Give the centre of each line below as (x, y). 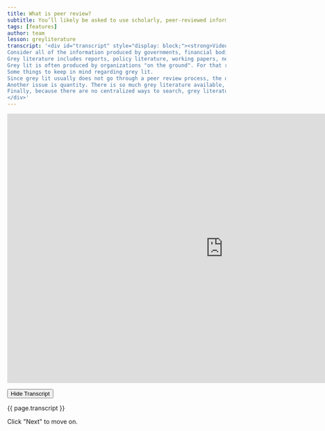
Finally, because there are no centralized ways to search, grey (103, 91)
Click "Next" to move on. (43, 422)
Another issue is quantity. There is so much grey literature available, (116, 85)
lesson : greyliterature (42, 40)
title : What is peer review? (49, 14)
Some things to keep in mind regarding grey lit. (81, 72)
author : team (26, 33)
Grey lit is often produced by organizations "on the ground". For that (115, 65)
